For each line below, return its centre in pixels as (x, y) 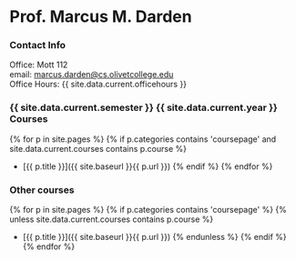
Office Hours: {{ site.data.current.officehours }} (98, 85)
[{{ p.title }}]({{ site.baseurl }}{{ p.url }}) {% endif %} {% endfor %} (148, 166)
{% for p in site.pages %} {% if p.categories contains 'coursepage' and (143, 139)
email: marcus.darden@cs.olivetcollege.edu (92, 75)
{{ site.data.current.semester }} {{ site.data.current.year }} (143, 108)
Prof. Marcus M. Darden (101, 17)
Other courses (42, 190)
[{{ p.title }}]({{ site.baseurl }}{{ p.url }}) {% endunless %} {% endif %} (154, 237)
